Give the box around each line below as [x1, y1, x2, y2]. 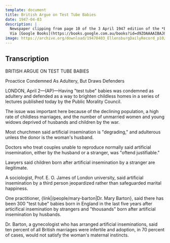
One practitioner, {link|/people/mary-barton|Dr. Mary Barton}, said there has [5, 195, 164, 201]
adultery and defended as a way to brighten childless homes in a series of [5, 93, 159, 99]
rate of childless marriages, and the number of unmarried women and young [5, 114, 164, 120]
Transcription [5, 54, 49, 63]
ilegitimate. [5, 164, 28, 170]
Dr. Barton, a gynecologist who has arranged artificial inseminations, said [5, 221, 158, 227]
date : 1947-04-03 [5, 17, 42, 22]
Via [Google [10, 31, 35, 36]
